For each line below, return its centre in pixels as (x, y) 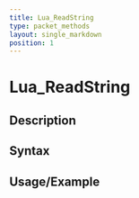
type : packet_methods (50, 26)
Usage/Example (55, 181)
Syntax (30, 151)
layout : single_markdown (56, 34)
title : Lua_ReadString (52, 18)
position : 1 (31, 43)
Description (43, 120)
